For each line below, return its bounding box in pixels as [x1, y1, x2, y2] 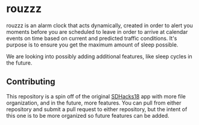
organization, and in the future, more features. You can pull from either [6, 99, 182, 106]
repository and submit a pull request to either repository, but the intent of [6, 105, 188, 113]
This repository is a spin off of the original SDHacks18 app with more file [6, 92, 186, 100]
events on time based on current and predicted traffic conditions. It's [6, 34, 177, 42]
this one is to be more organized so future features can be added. [6, 112, 170, 119]
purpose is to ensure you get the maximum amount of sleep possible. [6, 41, 178, 48]
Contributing [6, 77, 55, 87]
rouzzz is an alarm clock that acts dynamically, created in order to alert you [6, 22, 193, 29]
